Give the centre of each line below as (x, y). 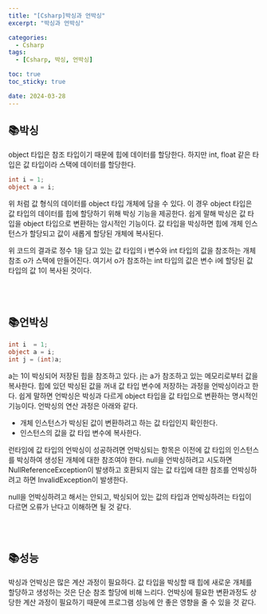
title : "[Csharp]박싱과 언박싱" (57, 16)
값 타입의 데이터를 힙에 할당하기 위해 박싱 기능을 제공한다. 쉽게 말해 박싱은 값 (127, 213)
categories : (28, 38)
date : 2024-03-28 (37, 96)
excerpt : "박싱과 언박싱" (46, 23)
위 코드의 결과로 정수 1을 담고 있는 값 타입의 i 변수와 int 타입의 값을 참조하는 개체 (132, 251)
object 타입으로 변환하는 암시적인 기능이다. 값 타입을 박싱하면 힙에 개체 (133, 224)
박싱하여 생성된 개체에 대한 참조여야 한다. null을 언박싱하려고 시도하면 (124, 460)
